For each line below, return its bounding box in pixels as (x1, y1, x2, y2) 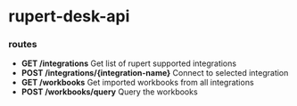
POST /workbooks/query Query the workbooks (21, 86, 198, 97)
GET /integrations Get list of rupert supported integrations (21, 58, 237, 69)
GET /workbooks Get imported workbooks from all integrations (21, 77, 255, 88)
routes (8, 38, 37, 51)
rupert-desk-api (8, 6, 130, 27)
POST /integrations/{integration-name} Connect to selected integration (21, 68, 289, 78)
